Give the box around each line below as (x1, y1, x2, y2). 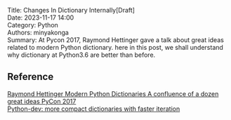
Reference (7, 71, 54, 83)
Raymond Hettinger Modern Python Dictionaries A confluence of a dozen (7, 89, 219, 98)
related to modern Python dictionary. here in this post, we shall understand (7, 44, 223, 51)
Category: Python (7, 21, 58, 29)
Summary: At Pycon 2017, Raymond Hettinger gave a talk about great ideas (7, 36, 225, 44)
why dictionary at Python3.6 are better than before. (7, 51, 156, 59)
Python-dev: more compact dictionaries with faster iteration (7, 105, 180, 113)
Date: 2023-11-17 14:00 (7, 13, 74, 22)
